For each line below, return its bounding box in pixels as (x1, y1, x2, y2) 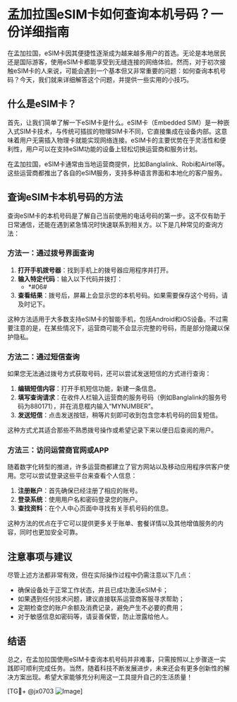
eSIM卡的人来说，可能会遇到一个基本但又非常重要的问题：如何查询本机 (13, 66, 220, 75)
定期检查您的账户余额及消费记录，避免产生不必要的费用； (17, 604, 185, 612)
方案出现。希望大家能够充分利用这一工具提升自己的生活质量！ (13, 673, 193, 681)
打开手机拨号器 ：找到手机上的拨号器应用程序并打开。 (17, 266, 173, 274)
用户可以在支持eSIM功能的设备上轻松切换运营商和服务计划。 (25, 144, 202, 153)
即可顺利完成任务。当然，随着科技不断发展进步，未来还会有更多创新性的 (13, 664, 224, 672)
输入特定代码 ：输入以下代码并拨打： (17, 274, 123, 283)
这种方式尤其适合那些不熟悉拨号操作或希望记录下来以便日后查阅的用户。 (7, 426, 217, 435)
